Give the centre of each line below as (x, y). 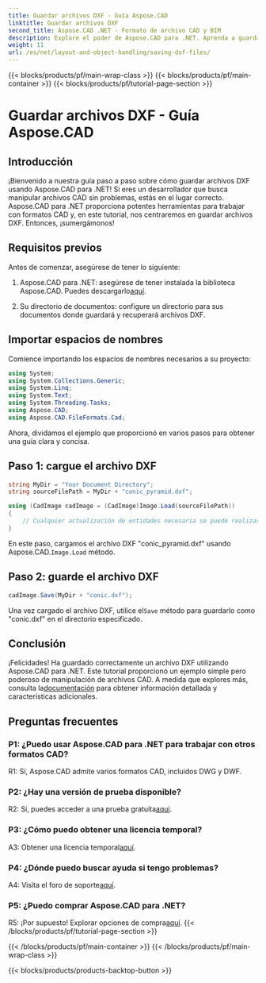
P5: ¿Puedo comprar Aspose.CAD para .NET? (97, 905)
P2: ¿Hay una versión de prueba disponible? (95, 792)
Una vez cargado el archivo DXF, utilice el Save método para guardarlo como (132, 610)
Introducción (41, 162)
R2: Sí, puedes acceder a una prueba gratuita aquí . (90, 809)
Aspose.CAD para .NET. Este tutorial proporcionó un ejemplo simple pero (127, 671)
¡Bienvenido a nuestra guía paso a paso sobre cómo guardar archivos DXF (129, 181)
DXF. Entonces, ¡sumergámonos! (61, 223)
